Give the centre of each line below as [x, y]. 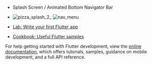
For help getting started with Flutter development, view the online [73, 46]
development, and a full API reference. [45, 57]
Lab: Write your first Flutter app [45, 27]
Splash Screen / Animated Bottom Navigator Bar [63, 7]
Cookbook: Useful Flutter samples [48, 37]
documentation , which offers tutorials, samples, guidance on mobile [76, 52]
